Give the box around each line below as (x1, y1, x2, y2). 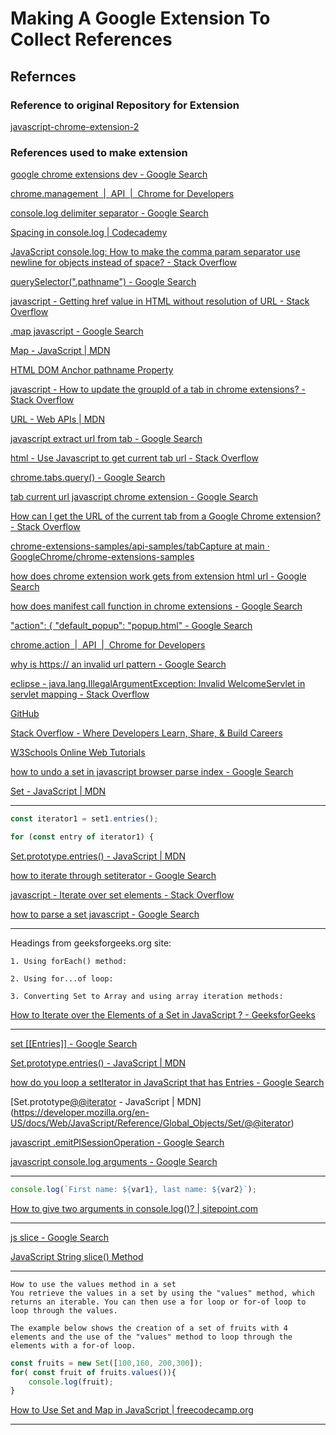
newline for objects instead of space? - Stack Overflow (10, 257, 237, 269)
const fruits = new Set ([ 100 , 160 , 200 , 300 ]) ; (10, 1358, 204, 1368)
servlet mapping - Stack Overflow (10, 688, 150, 701)
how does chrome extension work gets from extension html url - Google (10, 570, 307, 582)
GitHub (10, 708, 40, 720)
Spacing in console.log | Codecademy (10, 227, 168, 239)
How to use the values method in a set (10, 1279, 177, 1289)
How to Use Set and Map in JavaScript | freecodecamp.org (10, 1404, 254, 1416)
